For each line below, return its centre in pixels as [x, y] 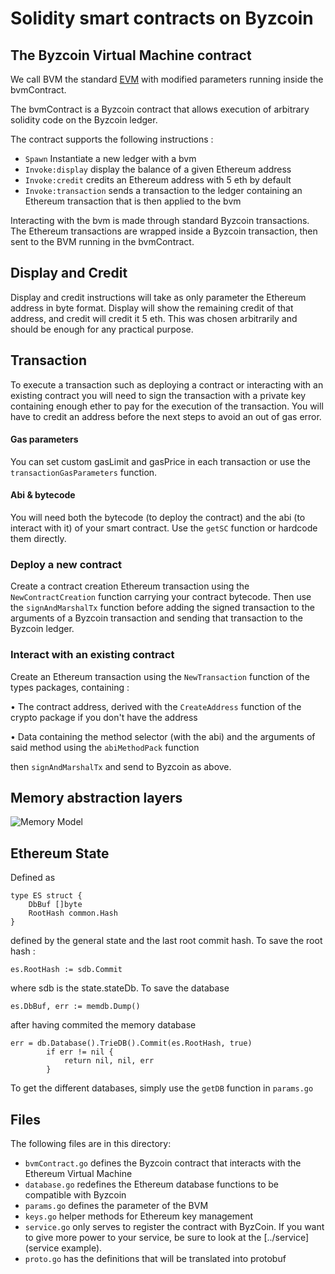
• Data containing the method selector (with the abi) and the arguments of [163, 736]
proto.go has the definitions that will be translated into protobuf [155, 1259]
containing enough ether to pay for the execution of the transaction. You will [167, 406]
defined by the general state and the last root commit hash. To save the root [166, 941]
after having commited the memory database [103, 1025]
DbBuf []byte [55, 905]
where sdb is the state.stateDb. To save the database [120, 988]
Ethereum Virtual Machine [78, 1174]
